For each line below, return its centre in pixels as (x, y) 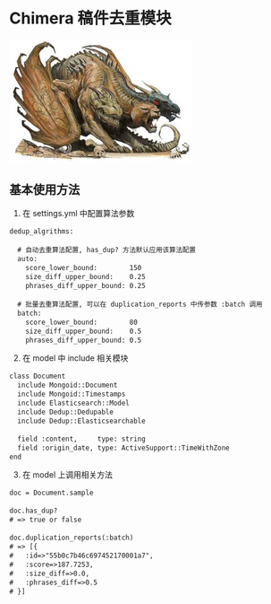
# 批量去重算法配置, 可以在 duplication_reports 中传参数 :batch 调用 (140, 304)
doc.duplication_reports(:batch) (72, 538)
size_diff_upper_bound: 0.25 (85, 276)
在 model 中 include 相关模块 (75, 358)
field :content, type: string (81, 439)
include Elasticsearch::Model (73, 403)
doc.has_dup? (34, 511)
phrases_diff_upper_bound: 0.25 (85, 285)
